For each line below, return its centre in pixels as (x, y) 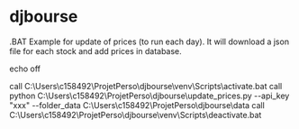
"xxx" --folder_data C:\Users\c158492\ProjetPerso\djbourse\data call (137, 105)
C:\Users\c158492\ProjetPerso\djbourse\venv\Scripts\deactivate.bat (136, 115)
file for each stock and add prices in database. (95, 51)
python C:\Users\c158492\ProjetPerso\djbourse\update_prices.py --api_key (149, 96)
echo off (25, 69)
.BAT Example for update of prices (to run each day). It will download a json (149, 41)
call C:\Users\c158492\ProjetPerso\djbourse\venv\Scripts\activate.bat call (146, 86)
